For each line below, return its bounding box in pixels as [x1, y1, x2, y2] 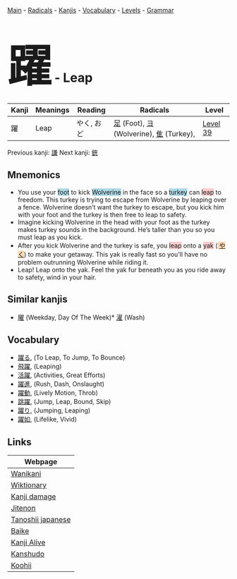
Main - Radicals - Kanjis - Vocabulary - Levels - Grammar [7, 6, 174, 14]
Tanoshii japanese [11, 515, 71, 525]
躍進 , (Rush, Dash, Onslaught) [17, 380, 104, 389]
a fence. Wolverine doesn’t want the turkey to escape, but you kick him [17, 202, 224, 211]
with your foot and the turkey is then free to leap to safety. [17, 210, 187, 219]
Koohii [11, 561, 32, 571]
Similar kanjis [7, 293, 68, 305]
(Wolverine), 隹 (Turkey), [113, 128, 195, 138]
